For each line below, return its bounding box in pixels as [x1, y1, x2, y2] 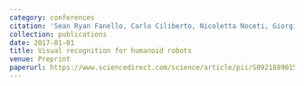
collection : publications [9, 30, 107, 39]
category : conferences [9, 13, 95, 22]
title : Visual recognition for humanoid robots [9, 47, 193, 56]
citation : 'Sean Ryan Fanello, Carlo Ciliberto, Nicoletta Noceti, [9, 21, 270, 30]
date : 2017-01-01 [9, 38, 75, 47]
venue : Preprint [9, 55, 71, 64]
